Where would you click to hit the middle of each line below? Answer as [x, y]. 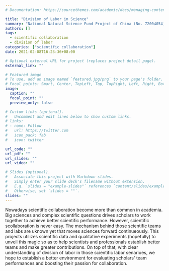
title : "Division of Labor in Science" [47, 19]
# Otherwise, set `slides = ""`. [43, 191]
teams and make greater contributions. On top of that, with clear [72, 247]
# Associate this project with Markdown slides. [59, 177]
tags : [11, 33]
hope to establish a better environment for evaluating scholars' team [76, 258]
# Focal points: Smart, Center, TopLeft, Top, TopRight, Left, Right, [81, 84]
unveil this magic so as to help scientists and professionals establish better [83, 242]
